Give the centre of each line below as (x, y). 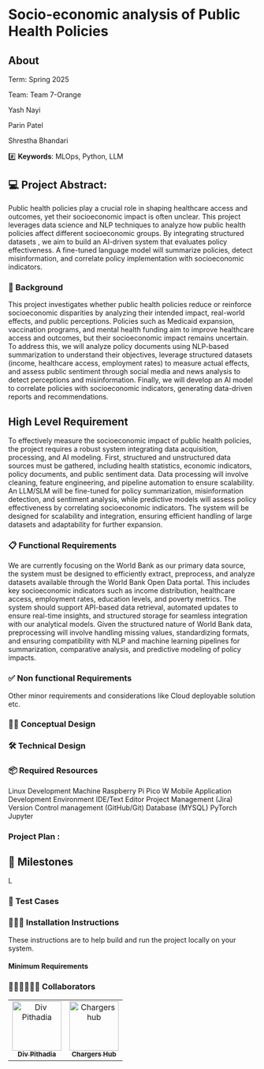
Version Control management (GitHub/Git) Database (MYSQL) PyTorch (123, 808)
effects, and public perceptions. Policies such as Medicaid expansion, (121, 321)
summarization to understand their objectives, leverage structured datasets (130, 355)
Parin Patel (26, 125)
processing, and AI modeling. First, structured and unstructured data (119, 457)
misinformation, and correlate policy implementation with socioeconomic (126, 258)
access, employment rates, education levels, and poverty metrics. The (122, 599)
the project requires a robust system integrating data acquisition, (113, 448)
